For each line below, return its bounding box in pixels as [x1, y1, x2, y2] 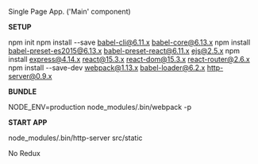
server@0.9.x [8, 72, 53, 80]
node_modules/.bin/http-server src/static [8, 133, 143, 143]
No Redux [8, 149, 41, 158]
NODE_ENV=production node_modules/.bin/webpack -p [8, 103, 192, 111]
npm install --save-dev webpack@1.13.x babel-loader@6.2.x [8, 63, 206, 72]
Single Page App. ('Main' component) [8, 7, 131, 16]
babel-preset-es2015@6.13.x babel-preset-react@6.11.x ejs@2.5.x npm [8, 46, 241, 55]
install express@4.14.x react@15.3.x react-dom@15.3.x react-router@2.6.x [8, 55, 250, 64]
